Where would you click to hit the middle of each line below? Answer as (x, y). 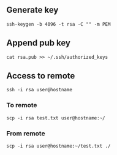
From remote (26, 133)
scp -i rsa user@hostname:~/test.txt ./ (59, 146)
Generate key (32, 10)
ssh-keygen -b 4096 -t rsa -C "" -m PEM (59, 24)
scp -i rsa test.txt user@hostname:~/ (56, 118)
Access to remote (41, 76)
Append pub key (38, 43)
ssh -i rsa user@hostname (39, 90)
